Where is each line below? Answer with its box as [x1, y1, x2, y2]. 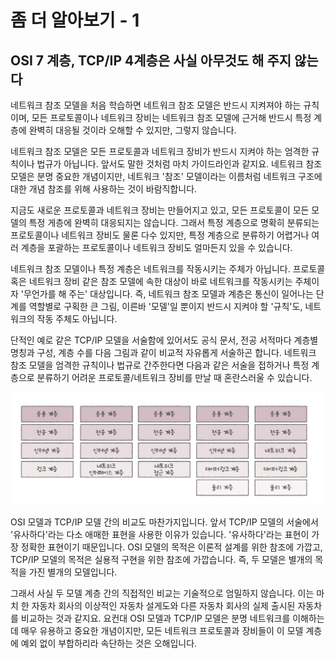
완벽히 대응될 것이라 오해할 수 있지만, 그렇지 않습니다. [28, 124, 237, 136]
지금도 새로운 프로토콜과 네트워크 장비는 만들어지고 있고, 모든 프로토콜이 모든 [10, 204, 310, 216]
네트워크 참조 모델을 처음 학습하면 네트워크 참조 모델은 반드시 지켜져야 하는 [10, 99, 302, 111]
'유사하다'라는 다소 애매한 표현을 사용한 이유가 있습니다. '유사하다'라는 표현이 [10, 528, 310, 540]
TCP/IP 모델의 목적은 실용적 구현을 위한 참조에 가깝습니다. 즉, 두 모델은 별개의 [10, 553, 313, 565]
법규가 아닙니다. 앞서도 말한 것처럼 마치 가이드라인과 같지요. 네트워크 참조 [36, 158, 323, 170]
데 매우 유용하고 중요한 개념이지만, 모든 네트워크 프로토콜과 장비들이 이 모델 [10, 624, 304, 636]
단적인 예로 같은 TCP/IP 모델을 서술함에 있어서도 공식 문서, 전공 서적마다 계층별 [10, 334, 319, 346]
